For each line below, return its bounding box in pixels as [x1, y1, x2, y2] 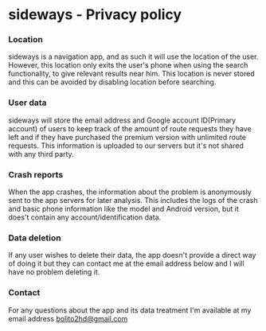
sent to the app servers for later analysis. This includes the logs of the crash [8, 196, 258, 205]
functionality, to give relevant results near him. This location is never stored [8, 69, 255, 79]
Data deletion [8, 232, 61, 243]
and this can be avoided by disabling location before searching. [8, 77, 217, 87]
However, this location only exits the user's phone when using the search [8, 60, 248, 70]
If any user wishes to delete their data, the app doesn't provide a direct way [8, 251, 256, 260]
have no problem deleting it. [8, 267, 100, 277]
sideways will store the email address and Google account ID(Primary [8, 115, 237, 125]
